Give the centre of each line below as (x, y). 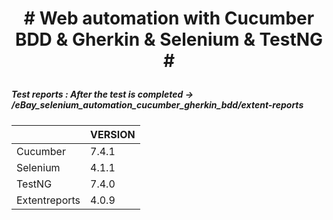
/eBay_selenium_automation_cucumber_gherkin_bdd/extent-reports (157, 105)
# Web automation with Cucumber (169, 18)
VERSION (113, 134)
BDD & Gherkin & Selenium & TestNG (169, 39)
